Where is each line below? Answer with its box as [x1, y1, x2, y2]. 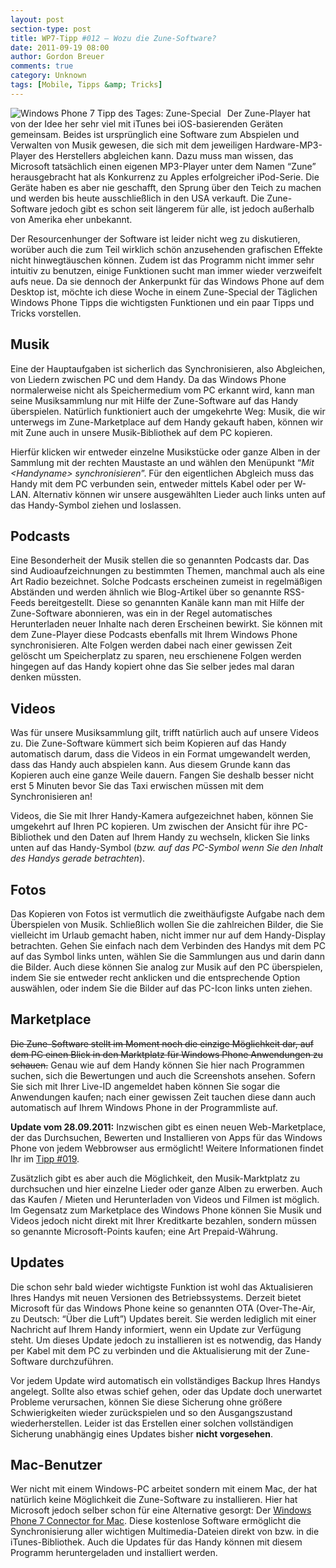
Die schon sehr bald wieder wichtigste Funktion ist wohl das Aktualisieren [10, 1281, 314, 1293]
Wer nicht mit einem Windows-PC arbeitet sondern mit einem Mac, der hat [10, 1483, 318, 1495]
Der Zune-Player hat [226, 107, 311, 119]
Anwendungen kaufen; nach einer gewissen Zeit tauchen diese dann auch [10, 1091, 317, 1103]
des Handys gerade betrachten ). [10, 852, 146, 865]
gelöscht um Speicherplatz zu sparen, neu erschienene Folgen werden [10, 650, 302, 662]
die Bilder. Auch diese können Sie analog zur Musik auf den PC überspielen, [10, 961, 323, 973]
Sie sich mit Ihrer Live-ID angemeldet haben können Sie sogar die [10, 1080, 281, 1092]
